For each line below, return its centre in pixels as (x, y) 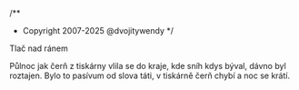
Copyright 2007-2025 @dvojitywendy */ (98, 30)
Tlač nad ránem (39, 48)
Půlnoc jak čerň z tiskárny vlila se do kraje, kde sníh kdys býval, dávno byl (148, 66)
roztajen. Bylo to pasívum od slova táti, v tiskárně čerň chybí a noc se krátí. (150, 75)
